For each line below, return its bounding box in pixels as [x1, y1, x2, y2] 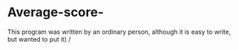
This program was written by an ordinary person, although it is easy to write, [7, 27, 231, 36]
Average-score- [7, 4, 104, 20]
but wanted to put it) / [7, 35, 71, 43]
